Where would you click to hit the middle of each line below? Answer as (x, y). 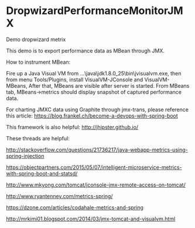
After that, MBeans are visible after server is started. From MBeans (109, 85)
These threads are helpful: (38, 138)
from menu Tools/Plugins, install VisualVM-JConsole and (75, 80)
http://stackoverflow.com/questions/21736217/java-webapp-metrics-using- (97, 150)
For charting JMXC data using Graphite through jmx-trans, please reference (97, 109)
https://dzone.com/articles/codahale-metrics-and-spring (75, 207)
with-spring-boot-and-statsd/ (42, 173)
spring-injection (25, 156)
